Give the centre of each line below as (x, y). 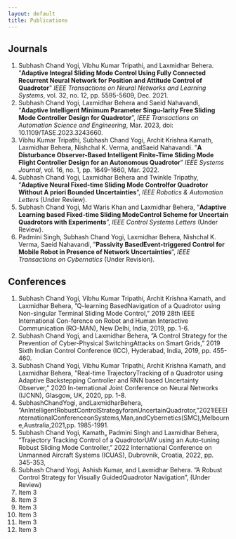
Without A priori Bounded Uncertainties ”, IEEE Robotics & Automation (120, 192)
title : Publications (38, 20)
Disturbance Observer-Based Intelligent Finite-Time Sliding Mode (116, 155)
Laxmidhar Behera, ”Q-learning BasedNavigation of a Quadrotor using (119, 306)
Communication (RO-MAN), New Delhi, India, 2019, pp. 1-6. (104, 328)
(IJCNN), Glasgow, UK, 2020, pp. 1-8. (72, 395)
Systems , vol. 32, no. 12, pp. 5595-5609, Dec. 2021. (93, 95)
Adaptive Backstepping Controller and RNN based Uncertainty (108, 380)
